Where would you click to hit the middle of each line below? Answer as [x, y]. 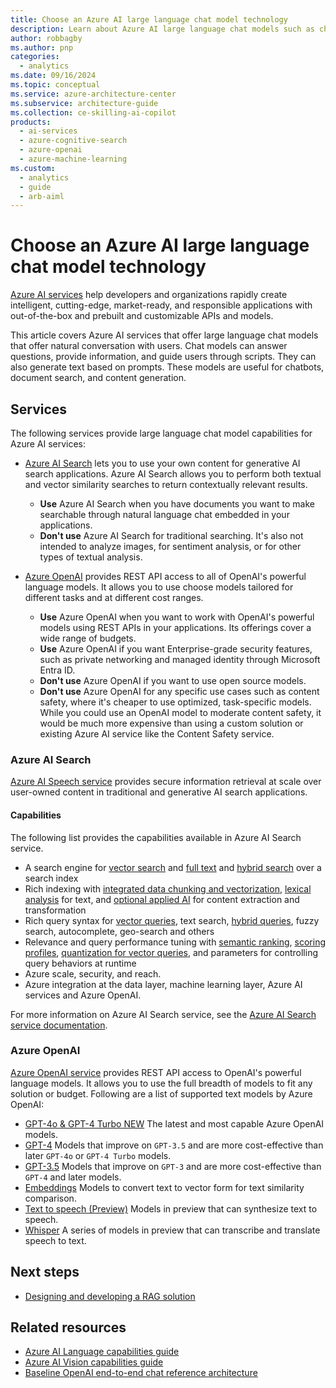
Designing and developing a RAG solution [110, 1296]
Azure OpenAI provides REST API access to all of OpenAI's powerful [165, 576]
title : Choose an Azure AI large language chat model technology [149, 19]
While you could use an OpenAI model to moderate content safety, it [180, 712]
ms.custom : [33, 168]
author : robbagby [46, 38]
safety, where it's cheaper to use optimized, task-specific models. [175, 702]
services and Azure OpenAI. [83, 995]
